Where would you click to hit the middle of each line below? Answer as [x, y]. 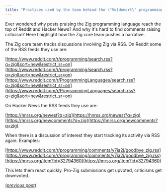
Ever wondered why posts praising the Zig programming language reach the [83, 24]
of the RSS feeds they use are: [36, 49]
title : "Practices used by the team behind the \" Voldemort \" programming [84, 10]
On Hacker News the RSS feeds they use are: [51, 105]
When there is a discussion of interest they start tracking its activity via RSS [83, 135]
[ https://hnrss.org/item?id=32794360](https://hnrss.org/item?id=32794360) [83, 161]
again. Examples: [23, 140]
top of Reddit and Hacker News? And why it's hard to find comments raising [83, 29]
